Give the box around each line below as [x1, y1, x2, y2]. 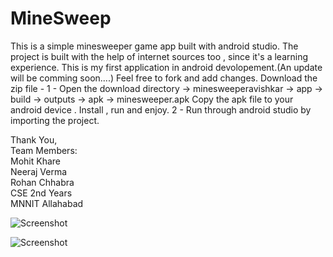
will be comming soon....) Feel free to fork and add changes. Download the [10, 72, 318, 84]
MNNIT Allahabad [10, 197, 84, 209]
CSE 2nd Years [10, 187, 73, 199]
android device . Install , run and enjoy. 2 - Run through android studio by [10, 103, 312, 116]
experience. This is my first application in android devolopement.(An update [10, 61, 323, 73]
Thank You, [10, 133, 58, 146]
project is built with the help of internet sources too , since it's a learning [10, 50, 309, 62]
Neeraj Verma [10, 165, 68, 177]
